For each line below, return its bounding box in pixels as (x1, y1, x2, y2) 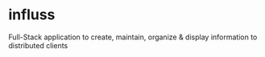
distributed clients (8, 40, 68, 50)
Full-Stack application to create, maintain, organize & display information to (8, 32, 258, 42)
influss (8, 6, 56, 24)
